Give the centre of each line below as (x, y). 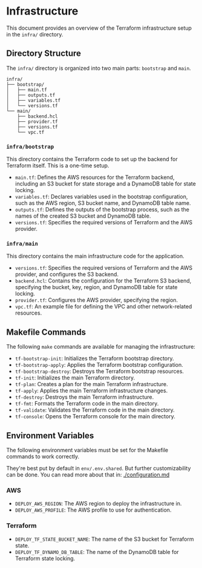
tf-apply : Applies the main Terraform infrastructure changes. (91, 391)
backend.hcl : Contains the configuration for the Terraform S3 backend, (103, 281)
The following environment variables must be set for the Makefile (87, 450)
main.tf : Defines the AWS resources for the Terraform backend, (95, 178)
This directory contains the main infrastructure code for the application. (95, 256)
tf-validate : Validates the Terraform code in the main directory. (95, 410)
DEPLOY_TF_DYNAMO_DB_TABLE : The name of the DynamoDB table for (97, 552)
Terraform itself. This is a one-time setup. (58, 165)
